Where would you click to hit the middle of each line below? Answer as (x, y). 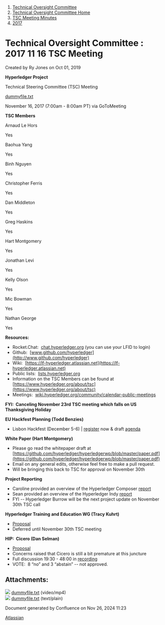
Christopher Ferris (24, 183)
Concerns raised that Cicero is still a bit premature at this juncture (79, 553)
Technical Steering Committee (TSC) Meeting (52, 87)
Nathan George (21, 318)
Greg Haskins (19, 221)
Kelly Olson (17, 279)
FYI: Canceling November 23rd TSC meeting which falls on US (71, 404)
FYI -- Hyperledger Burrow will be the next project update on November (86, 499)
